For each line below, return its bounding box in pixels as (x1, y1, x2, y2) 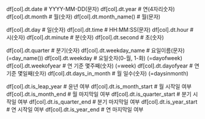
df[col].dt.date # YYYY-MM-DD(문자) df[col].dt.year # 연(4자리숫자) (6, 6, 176, 12)
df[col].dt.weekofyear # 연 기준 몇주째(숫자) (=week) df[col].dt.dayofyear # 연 (6, 62, 200, 69)
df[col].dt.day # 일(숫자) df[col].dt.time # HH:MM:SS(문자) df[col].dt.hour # (6, 26, 194, 33)
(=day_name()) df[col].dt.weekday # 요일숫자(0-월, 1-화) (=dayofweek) (6, 55, 182, 61)
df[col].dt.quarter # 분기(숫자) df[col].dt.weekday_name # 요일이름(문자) (6, 47, 185, 54)
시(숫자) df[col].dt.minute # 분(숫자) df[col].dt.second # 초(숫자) (6, 34, 164, 41)
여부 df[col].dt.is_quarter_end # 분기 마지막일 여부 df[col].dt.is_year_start (17, 98, 198, 106)
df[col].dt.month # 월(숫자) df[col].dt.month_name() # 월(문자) (6, 13, 161, 20)
